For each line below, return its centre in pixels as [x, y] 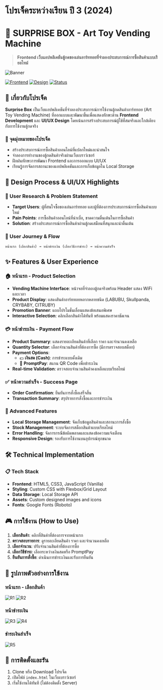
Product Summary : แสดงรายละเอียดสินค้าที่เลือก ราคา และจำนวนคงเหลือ [74, 342]
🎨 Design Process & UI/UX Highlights [62, 182]
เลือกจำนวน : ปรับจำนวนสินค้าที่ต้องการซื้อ [46, 546]
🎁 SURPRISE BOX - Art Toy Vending [78, 33]
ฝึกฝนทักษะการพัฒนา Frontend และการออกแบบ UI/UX [59, 161]
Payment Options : [31, 353]
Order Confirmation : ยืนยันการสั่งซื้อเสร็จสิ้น [52, 392]
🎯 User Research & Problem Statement [51, 196]
